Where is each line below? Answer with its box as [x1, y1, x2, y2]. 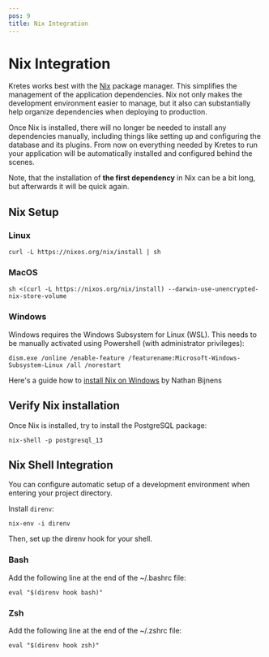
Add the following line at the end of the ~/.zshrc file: [8, 625, 182, 635]
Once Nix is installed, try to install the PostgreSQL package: [8, 420, 207, 430]
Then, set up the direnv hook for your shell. [8, 534, 152, 544]
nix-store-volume [8, 292, 67, 300]
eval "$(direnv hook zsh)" [8, 641, 100, 650]
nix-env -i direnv [8, 520, 70, 528]
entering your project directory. [8, 488, 113, 498]
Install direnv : [8, 504, 54, 514]
